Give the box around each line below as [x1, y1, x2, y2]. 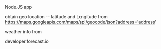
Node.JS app [5, 4, 32, 10]
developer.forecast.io [5, 38, 49, 44]
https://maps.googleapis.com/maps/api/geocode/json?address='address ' [5, 19, 157, 25]
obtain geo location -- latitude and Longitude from [5, 14, 108, 19]
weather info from [5, 29, 42, 34]
